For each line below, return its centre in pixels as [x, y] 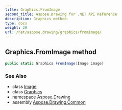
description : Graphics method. [37, 19]
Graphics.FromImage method [51, 52]
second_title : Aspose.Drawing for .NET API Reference [61, 14]
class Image [24, 87]
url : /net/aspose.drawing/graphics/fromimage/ [53, 32]
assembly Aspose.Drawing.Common [49, 102]
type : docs [16, 23]
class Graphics [27, 91]
